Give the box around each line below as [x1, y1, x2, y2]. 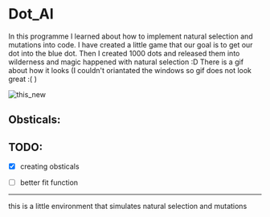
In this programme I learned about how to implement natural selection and [8, 31, 253, 41]
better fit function [19, 178, 79, 187]
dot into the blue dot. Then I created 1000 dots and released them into [8, 48, 240, 58]
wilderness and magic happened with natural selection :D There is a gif [8, 57, 243, 67]
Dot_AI [8, 5, 54, 23]
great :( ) [8, 74, 38, 84]
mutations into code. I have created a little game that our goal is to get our [8, 39, 253, 49]
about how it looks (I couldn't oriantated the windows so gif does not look [8, 65, 252, 75]
